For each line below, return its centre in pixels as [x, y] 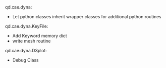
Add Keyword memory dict [40, 36]
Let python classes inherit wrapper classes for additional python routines [87, 17]
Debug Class [25, 60]
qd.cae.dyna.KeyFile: [27, 26]
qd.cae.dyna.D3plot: [26, 51]
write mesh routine [31, 41]
